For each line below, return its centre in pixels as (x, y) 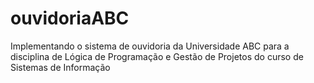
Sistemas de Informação (60, 67)
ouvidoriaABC (70, 18)
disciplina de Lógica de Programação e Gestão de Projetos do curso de (157, 56)
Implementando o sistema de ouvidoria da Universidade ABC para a (150, 46)
